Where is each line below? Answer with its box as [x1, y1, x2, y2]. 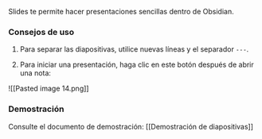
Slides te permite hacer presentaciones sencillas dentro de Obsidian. [8, 7, 234, 16]
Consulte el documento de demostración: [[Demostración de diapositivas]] [8, 122, 253, 131]
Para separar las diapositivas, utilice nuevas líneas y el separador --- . [19, 44, 249, 54]
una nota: [19, 68, 52, 78]
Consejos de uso [8, 26, 75, 37]
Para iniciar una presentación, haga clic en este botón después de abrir [19, 60, 255, 70]
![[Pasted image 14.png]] [8, 83, 89, 94]
